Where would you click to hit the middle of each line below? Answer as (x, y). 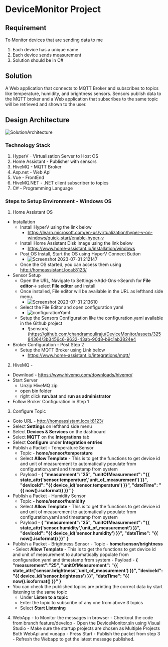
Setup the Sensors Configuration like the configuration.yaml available (92, 318)
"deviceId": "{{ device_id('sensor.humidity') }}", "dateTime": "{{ (89, 533)
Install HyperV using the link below (56, 227)
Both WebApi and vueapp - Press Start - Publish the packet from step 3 (86, 634)
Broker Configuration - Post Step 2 (48, 345)
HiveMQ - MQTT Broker (37, 166)
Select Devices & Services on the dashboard (59, 432)
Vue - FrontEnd (28, 177)
